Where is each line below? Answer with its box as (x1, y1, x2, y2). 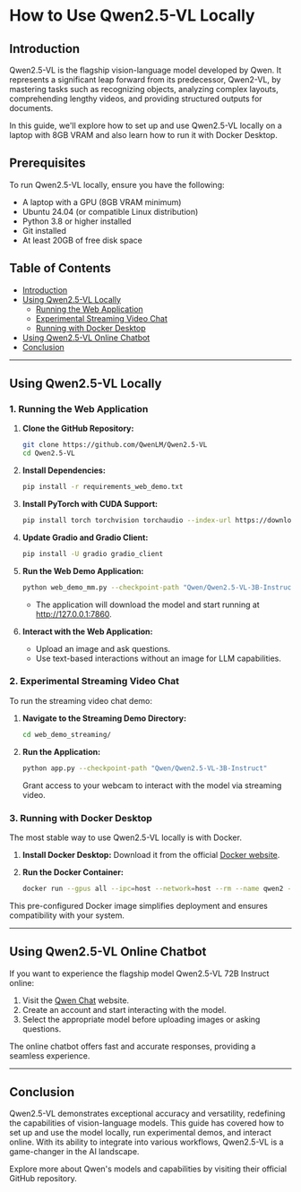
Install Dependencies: (21, 465, 106, 476)
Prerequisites (9, 156, 86, 171)
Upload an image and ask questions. (35, 643, 171, 654)
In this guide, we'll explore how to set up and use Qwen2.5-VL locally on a (9, 120, 282, 131)
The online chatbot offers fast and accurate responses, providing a (9, 1041, 256, 1051)
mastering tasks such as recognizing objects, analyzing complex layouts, (9, 84, 279, 94)
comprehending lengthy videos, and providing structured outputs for (9, 93, 262, 104)
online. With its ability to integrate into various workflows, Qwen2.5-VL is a (9, 1136, 284, 1147)
